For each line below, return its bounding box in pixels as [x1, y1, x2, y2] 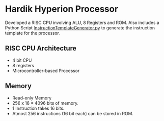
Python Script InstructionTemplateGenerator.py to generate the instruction [5, 24, 155, 30]
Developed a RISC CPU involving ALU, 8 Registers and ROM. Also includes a [5, 20, 160, 25]
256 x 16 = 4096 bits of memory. [12, 100, 79, 106]
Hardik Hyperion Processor [5, 3, 118, 15]
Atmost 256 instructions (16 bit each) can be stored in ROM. [12, 110, 134, 116]
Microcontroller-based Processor [12, 68, 80, 73]
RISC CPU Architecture [5, 44, 77, 52]
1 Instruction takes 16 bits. [12, 105, 65, 111]
